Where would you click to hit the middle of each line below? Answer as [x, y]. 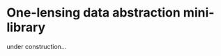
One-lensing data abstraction [93, 13]
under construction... [37, 46]
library [26, 27]
